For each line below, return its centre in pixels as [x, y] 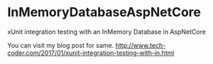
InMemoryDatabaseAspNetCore [104, 12]
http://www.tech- [141, 45]
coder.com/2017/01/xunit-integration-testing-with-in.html [91, 53]
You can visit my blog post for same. [61, 45]
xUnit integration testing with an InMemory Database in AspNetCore [106, 32]
